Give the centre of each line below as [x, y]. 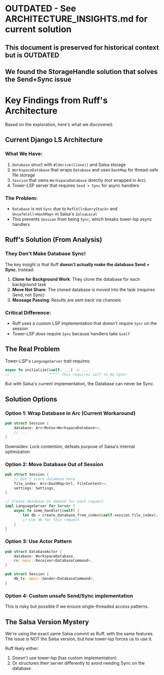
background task [29, 284]
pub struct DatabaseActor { [34, 551]
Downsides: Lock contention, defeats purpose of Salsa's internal [70, 446]
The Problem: [21, 198]
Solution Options [31, 399]
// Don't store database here [45, 479]
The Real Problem [32, 349]
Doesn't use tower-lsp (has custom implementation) [64, 658]
